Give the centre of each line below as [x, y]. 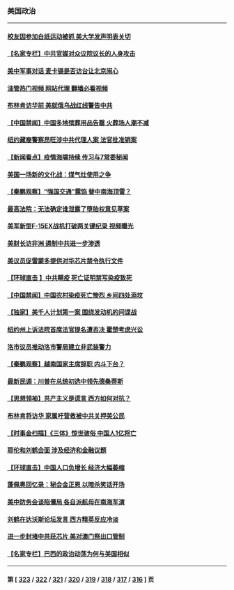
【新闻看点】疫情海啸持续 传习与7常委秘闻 [68, 157]
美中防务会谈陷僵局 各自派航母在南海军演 [66, 502]
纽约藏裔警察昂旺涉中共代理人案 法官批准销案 [72, 140]
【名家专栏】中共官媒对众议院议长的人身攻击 [71, 54]
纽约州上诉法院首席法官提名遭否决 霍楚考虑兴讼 [75, 329]
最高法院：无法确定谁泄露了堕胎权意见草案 [68, 209]
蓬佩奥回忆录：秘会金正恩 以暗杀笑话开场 [66, 485]
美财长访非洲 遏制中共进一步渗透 [54, 243]
